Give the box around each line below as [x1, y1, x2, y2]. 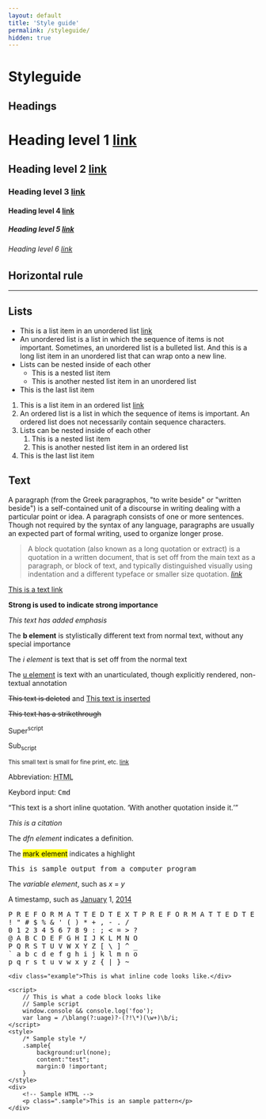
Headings [8, 99, 57, 113]
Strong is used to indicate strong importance [8, 600, 158, 609]
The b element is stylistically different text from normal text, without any [8, 630, 244, 640]
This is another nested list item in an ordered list [31, 442, 188, 452]
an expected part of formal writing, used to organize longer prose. [8, 528, 224, 538]
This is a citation [8, 818, 63, 827]
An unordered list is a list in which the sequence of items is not [19, 334, 224, 343]
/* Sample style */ [22, 1035, 87, 1043]
